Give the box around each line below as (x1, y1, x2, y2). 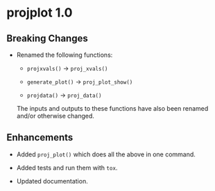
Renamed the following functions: (16, 51, 113, 59)
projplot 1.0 (6, 5, 73, 21)
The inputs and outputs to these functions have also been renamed (16, 104, 209, 112)
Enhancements (6, 131, 74, 143)
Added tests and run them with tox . (16, 163, 118, 172)
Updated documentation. (16, 176, 88, 185)
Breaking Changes (6, 33, 88, 44)
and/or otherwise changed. (16, 112, 95, 120)
